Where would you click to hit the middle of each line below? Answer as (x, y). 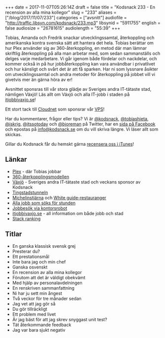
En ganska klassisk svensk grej (44, 246)
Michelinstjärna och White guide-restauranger (59, 197)
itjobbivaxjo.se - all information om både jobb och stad (68, 213)
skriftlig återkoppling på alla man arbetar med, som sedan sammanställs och (83, 53)
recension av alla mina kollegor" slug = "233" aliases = (61, 12)
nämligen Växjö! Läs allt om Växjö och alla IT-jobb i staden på (67, 94)
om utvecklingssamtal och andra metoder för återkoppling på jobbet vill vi (80, 74)
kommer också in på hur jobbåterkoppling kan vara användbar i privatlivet (80, 64)
